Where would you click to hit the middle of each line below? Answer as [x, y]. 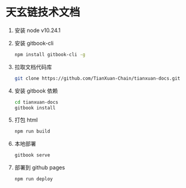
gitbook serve [32, 155]
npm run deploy [34, 179]
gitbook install [35, 108]
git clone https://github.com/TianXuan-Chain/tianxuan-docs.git [97, 78]
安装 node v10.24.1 [38, 30]
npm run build [32, 131]
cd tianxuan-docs [36, 102]
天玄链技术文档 [43, 12]
